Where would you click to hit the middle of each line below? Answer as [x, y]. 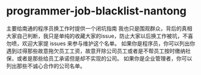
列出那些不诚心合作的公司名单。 [46, 66]
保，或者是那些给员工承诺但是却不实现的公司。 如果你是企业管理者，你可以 [99, 58]
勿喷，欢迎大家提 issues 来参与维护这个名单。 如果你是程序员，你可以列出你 [101, 43]
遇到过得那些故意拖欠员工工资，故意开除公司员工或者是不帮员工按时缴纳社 [98, 51]
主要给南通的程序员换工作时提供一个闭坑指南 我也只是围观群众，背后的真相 [99, 28]
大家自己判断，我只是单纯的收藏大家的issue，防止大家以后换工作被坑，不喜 [100, 36]
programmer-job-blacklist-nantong [96, 11]
